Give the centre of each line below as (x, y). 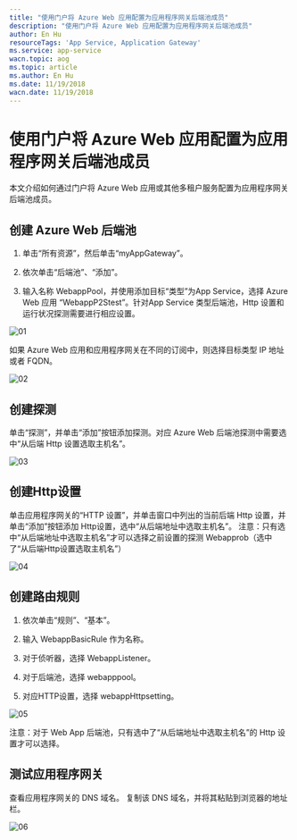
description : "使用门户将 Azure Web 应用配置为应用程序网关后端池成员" (131, 26)
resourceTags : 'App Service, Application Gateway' (105, 42)
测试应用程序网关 (56, 774)
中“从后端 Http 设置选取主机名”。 (70, 444)
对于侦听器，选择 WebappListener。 (89, 658)
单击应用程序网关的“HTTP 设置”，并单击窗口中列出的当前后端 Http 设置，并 (148, 515)
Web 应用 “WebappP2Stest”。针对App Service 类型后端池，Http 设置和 (153, 302)
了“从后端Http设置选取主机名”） (68, 548)
